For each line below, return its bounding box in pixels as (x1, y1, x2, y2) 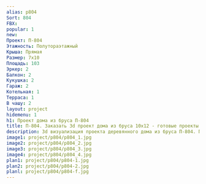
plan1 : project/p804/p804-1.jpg (6, 157, 89, 163)
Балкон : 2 (6, 72, 32, 78)
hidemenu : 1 (6, 112, 37, 118)
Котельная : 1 (6, 89, 40, 95)
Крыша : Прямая (6, 49, 43, 55)
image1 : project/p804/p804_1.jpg (6, 134, 92, 141)
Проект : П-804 (6, 37, 43, 44)
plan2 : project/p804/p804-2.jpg (6, 163, 89, 169)
